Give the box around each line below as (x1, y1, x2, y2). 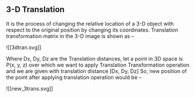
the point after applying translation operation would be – (6, 73, 142, 80)
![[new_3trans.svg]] (6, 85, 53, 92)
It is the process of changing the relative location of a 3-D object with (6, 20, 174, 27)
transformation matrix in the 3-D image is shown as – (6, 32, 135, 40)
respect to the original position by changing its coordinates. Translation (6, 26, 178, 33)
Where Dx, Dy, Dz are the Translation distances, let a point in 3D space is (6, 55, 183, 62)
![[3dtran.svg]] (6, 44, 42, 51)
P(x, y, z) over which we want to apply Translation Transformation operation (6, 61, 190, 68)
